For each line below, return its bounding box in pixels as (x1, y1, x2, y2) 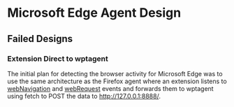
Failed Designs (7, 33, 73, 45)
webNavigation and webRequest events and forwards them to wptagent (7, 84, 214, 92)
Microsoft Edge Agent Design (7, 5, 182, 21)
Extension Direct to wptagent (7, 54, 108, 64)
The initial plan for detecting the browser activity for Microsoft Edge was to (7, 69, 223, 78)
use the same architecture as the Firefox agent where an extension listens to (7, 77, 227, 85)
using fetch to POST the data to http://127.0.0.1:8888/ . (7, 92, 161, 100)
